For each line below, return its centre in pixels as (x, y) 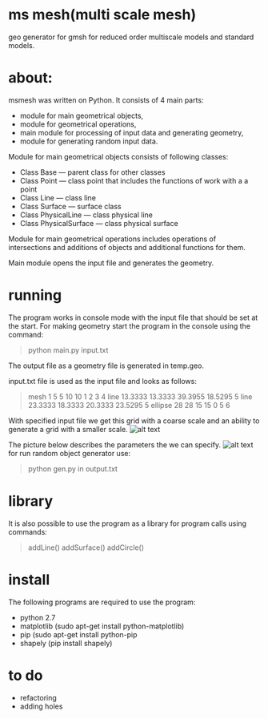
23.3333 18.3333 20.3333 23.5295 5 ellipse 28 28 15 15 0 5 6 (129, 405)
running (35, 295)
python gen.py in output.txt (73, 469)
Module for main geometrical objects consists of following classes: (118, 156)
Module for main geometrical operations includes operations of (112, 239)
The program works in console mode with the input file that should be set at (133, 317)
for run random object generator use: (69, 453)
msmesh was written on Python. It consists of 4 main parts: (106, 100)
